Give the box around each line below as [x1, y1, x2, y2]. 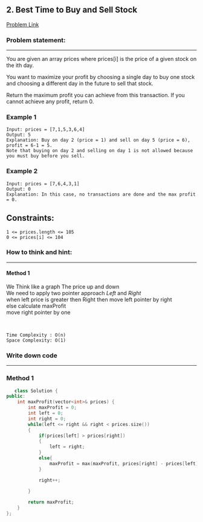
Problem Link [6, 21, 39, 28]
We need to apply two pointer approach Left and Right [6, 290, 141, 297]
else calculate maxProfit [6, 302, 66, 310]
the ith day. [6, 62, 34, 69]
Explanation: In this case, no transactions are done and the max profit [6, 191, 196, 197]
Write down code [6, 351, 57, 360]
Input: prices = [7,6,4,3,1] [6, 180, 80, 186]
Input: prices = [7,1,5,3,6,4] [6, 127, 85, 133]
